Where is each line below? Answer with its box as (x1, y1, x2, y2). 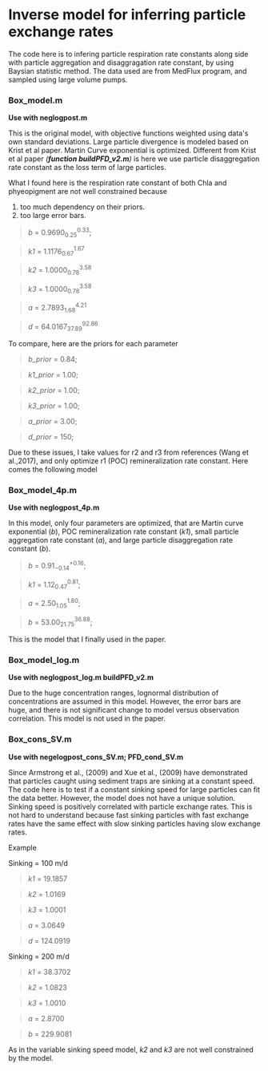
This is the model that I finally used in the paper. (8, 635, 166, 645)
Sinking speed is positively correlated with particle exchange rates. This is (8, 802, 253, 811)
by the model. (8, 1053, 54, 1063)
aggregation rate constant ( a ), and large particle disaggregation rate (8, 535, 234, 545)
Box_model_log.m (8, 654, 80, 665)
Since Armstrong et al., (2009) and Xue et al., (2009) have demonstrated (8, 767, 248, 777)
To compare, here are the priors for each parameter (8, 338, 178, 348)
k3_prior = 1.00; (27, 401, 80, 410)
